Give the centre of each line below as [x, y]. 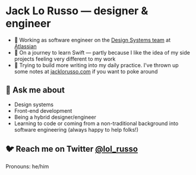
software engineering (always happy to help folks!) [76, 129]
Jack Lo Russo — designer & [77, 11]
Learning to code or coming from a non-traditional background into [96, 123]
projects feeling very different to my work [65, 59]
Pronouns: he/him [27, 166]
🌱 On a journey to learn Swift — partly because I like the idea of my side [102, 52]
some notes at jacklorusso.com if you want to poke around [86, 71]
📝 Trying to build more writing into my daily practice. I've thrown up [96, 65]
